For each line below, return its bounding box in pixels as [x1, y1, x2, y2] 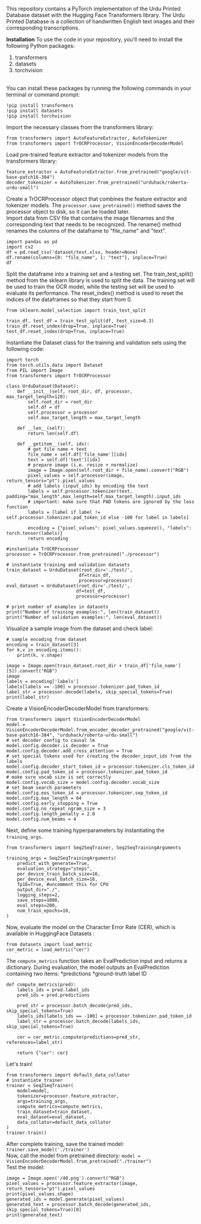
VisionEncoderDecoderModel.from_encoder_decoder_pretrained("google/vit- [6, 727, 195, 733]
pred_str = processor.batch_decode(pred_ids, [17, 1002, 133, 1008]
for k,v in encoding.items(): [6, 647, 82, 653]
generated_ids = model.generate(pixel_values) [6, 1196, 125, 1202]
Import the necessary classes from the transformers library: [6, 124, 154, 131]
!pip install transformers [6, 103, 74, 109]
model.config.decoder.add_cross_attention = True [6, 748, 133, 754]
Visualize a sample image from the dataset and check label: [6, 625, 154, 632]
